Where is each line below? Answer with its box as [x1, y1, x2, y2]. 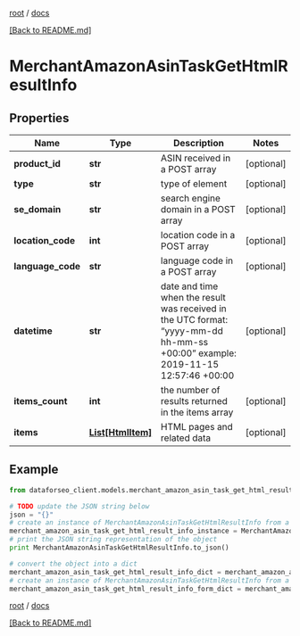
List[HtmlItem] [88, 426, 153, 438]
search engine [160, 192, 221, 204]
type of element [160, 178, 228, 190]
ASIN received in [160, 152, 231, 164]
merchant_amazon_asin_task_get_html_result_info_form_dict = [9, 584, 242, 593]
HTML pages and [160, 421, 234, 433]
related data [160, 432, 212, 444]
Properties [9, 111, 70, 126]
